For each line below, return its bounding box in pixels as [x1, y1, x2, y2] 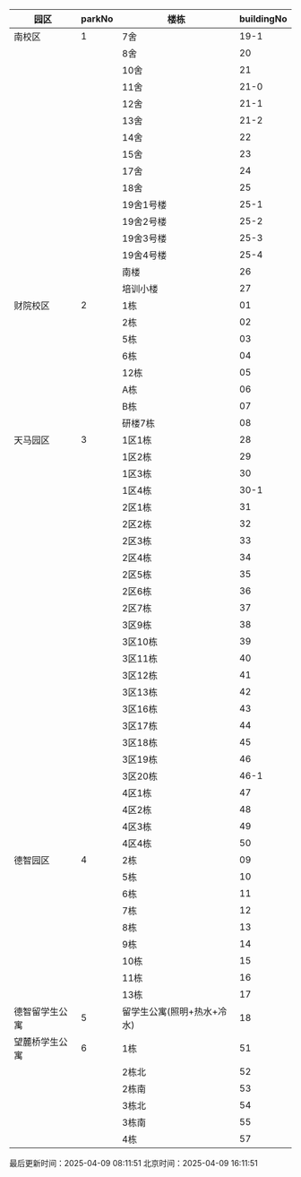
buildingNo [238, 13, 288, 25]
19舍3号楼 [122, 232, 168, 245]
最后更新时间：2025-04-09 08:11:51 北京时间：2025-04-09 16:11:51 [9, 1158, 258, 1168]
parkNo [80, 13, 114, 25]
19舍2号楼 [122, 215, 168, 228]
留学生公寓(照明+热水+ [122, 1006, 219, 1017]
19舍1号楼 [122, 199, 168, 211]
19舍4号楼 [122, 249, 168, 261]
